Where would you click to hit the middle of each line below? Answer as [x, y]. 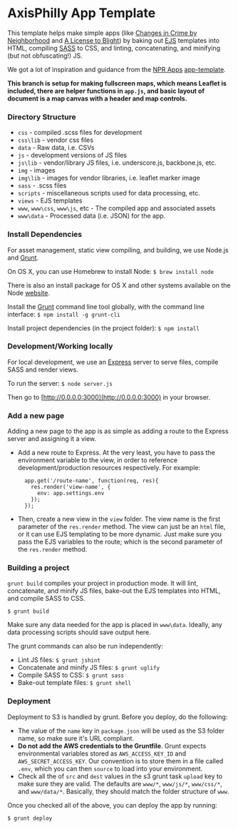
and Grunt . [23, 258]
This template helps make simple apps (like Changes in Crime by [102, 33]
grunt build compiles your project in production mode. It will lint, [103, 584]
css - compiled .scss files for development [80, 133]
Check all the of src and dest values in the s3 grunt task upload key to [120, 776]
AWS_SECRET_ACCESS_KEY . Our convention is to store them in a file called [120, 761]
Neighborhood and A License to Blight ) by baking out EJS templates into [113, 40]
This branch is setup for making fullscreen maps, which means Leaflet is [117, 83]
